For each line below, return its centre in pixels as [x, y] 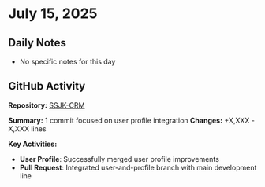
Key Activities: [33, 144]
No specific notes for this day [67, 61]
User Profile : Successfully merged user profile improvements [119, 159]
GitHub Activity [47, 86]
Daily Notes [37, 43]
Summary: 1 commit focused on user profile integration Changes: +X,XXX [129, 120]
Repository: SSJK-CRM [47, 105]
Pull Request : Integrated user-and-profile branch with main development [138, 167]
